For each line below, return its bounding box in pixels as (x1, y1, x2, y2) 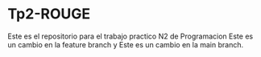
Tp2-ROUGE (7, 5, 90, 23)
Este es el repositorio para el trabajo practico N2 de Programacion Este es (7, 31, 254, 41)
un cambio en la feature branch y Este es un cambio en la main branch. (7, 39, 243, 49)
